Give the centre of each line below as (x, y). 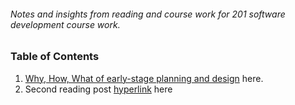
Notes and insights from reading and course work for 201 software (148, 14)
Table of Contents (55, 57)
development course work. (65, 24)
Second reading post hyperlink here (98, 89)
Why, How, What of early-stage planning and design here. (144, 78)
